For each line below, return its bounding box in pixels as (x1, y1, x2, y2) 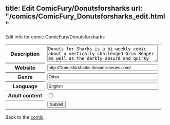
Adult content (8, 92, 43, 99)
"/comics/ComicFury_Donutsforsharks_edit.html (5, 12, 165, 21)
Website (14, 64, 36, 71)
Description (10, 51, 40, 58)
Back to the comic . (5, 114, 45, 120)
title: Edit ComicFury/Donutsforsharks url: (5, 4, 143, 13)
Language (12, 83, 37, 90)
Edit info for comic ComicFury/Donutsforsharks (5, 33, 105, 40)
